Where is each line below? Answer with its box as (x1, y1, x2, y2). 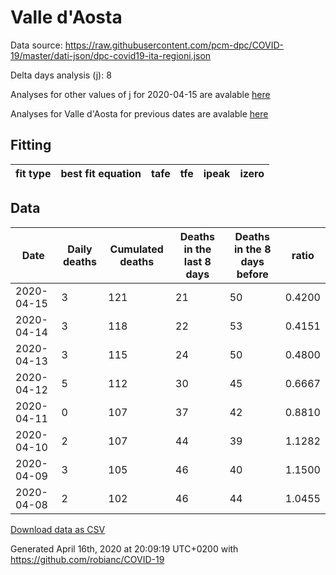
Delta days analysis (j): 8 (10, 69, 112, 81)
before (236, 267, 269, 281)
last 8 (183, 254, 212, 268)
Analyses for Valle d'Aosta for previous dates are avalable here (10, 107, 269, 120)
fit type (15, 166, 52, 180)
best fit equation (60, 166, 142, 180)
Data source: (10, 39, 63, 51)
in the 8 (233, 242, 272, 256)
